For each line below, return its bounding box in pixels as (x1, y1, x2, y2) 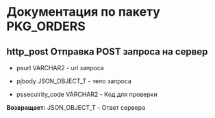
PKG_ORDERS (6, 18, 86, 34)
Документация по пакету (6, 4, 160, 20)
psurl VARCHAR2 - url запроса (16, 64, 104, 72)
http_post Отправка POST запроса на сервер (6, 46, 208, 57)
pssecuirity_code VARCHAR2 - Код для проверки (16, 90, 158, 98)
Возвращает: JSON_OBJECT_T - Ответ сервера (6, 104, 146, 111)
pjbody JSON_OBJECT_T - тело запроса (16, 77, 131, 85)
